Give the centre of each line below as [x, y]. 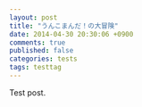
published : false [42, 51]
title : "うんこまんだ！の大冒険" [64, 26]
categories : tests [43, 59]
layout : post [33, 17]
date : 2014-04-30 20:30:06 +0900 [71, 34]
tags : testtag [36, 68]
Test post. [28, 92]
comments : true [38, 42]
